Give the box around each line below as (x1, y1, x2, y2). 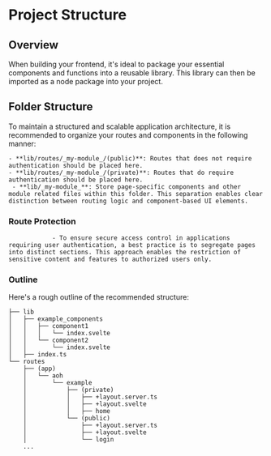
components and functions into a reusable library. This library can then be (8, 68, 256, 78)
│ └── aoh (23, 372, 63, 380)
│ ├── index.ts (8, 351, 67, 359)
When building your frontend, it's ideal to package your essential (8, 59, 225, 69)
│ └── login (23, 436, 114, 444)
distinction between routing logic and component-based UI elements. (8, 197, 249, 205)
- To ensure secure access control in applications (51, 234, 230, 242)
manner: (8, 139, 37, 148)
